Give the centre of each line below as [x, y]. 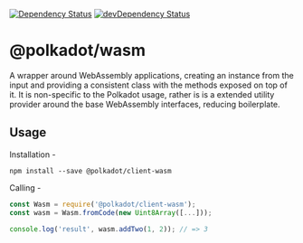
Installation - [33, 154]
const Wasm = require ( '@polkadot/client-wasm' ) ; [103, 204]
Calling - [25, 187]
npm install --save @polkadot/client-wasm [90, 171]
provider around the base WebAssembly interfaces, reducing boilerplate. [145, 104]
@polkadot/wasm [78, 51]
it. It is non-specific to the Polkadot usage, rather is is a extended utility [142, 94]
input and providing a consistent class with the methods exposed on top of [148, 85]
